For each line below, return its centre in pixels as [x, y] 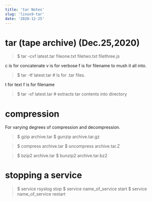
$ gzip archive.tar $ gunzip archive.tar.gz [58, 137]
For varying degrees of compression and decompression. [63, 127]
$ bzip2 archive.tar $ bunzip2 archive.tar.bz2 [62, 156]
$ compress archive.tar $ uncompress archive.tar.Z [68, 146]
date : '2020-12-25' [25, 19]
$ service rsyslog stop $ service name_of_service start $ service [82, 189]
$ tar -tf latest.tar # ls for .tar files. [51, 75]
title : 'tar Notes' [25, 10]
